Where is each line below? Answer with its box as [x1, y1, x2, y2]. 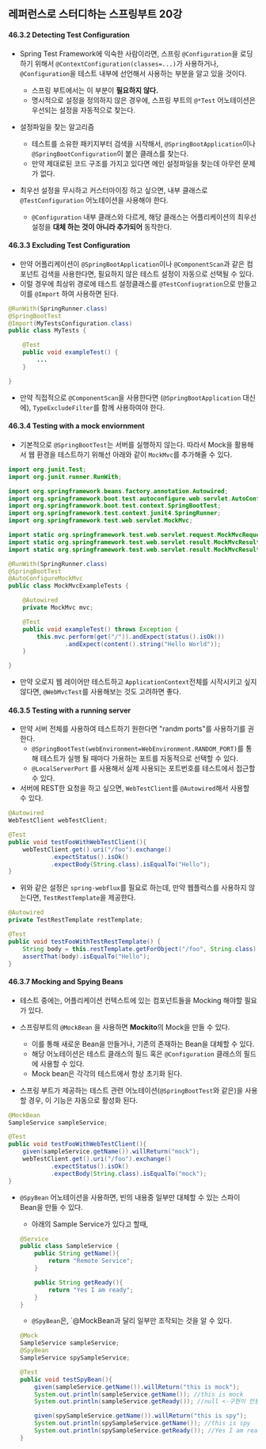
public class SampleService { [19, 1242, 120, 1250]
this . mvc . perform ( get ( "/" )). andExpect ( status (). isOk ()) [36, 633, 225, 641]
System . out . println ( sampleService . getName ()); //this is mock [34, 1390, 244, 1398]
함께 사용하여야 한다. [101, 402, 165, 412]
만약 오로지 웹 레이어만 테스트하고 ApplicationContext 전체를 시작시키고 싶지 [19, 677, 257, 686]
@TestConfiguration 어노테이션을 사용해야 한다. [19, 195, 169, 204]
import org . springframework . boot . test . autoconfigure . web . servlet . [8, 494, 232, 503]
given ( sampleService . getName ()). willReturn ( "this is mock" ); [34, 1382, 240, 1391]
